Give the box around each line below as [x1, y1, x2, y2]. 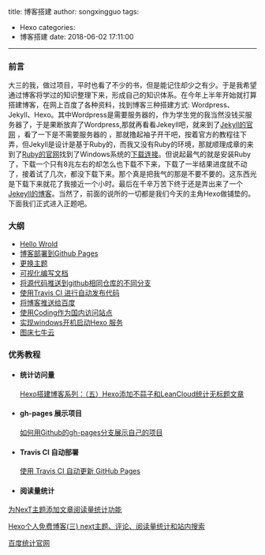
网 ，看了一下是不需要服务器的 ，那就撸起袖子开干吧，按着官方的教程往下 [8, 129, 247, 140]
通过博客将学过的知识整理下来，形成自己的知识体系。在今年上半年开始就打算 [8, 90, 257, 100]
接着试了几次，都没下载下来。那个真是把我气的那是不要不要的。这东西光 [21, 169, 257, 179]
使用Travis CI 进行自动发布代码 [19, 287, 120, 298]
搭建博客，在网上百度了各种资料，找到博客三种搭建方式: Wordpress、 [8, 100, 234, 110]
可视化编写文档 [19, 268, 69, 278]
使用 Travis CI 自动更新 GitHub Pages [19, 467, 140, 476]
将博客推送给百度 [19, 298, 76, 307]
